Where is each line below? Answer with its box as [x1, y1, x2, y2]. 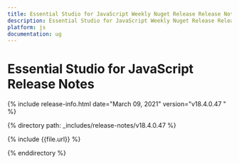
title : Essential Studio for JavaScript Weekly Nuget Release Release [7, 10, 221, 18]
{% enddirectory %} [7, 149, 66, 158]
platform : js [7, 24, 46, 31]
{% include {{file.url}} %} [7, 135, 81, 143]
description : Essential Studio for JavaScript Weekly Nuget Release [7, 17, 215, 24]
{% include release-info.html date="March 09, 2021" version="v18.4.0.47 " [7, 100, 226, 108]
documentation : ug [7, 30, 62, 38]
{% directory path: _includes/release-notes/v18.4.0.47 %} [7, 121, 176, 130]
